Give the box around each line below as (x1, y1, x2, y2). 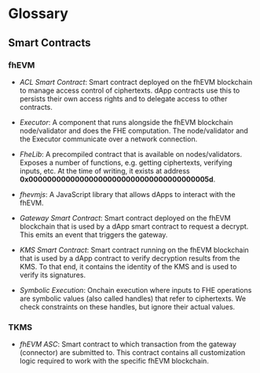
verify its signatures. (19, 270, 86, 280)
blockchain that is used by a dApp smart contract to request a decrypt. (19, 221, 249, 231)
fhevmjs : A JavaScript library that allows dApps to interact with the (19, 189, 236, 199)
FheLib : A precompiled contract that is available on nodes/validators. (19, 149, 243, 159)
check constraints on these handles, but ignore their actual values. (19, 302, 236, 311)
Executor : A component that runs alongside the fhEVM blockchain (19, 117, 233, 126)
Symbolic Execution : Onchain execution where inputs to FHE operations (19, 285, 252, 294)
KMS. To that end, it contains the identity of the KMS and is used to (19, 261, 237, 271)
